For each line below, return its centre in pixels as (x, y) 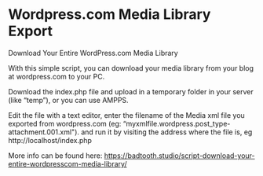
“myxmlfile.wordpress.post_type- (177, 123)
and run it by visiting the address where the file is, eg (167, 132)
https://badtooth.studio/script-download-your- (179, 156)
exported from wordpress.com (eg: (65, 123)
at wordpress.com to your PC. (57, 76)
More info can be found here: (55, 156)
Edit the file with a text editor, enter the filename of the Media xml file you (126, 115)
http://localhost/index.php (50, 140)
